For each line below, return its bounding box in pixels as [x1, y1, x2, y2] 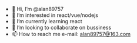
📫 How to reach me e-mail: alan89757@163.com [11, 31, 131, 37]
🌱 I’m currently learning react [11, 18, 82, 24]
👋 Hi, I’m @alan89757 [11, 6, 64, 12]
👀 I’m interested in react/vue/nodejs [11, 12, 99, 19]
